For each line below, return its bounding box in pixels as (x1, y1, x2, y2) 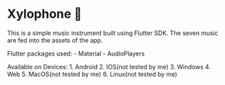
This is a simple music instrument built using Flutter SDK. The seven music (7, 29, 219, 37)
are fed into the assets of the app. (7, 36, 103, 44)
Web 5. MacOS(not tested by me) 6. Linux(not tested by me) (7, 70, 178, 78)
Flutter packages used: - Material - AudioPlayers (7, 49, 145, 58)
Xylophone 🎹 (7, 6, 83, 22)
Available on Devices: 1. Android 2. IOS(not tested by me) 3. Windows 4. (7, 62, 211, 71)
